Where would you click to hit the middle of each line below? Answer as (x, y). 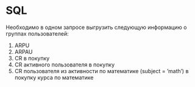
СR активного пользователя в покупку (65, 65)
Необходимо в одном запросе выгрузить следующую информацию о (96, 27)
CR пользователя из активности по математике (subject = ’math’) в (101, 71)
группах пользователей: (37, 33)
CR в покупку (32, 58)
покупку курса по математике (54, 77)
